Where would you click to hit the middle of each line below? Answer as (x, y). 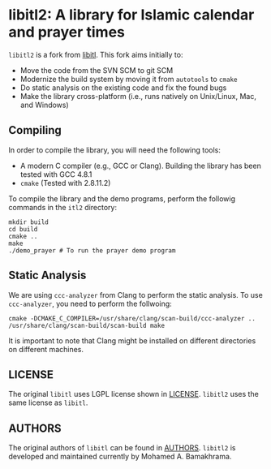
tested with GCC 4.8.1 (56, 174)
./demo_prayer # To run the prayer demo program (92, 250)
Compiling (35, 130)
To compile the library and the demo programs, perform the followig (122, 198)
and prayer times (67, 32)
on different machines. (46, 349)
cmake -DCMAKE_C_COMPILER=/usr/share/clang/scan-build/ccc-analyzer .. (132, 318)
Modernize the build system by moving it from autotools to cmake (129, 79)
